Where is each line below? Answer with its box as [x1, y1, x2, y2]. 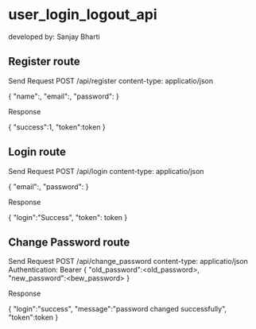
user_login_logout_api [8, 6, 157, 24]
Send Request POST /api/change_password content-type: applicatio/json [8, 257, 249, 266]
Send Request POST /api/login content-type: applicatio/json [8, 166, 204, 176]
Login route [8, 145, 66, 159]
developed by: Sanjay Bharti [8, 32, 101, 41]
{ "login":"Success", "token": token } [8, 212, 128, 222]
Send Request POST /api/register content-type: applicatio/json [8, 75, 213, 85]
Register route [8, 55, 81, 68]
